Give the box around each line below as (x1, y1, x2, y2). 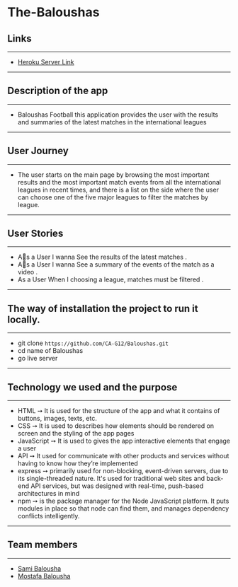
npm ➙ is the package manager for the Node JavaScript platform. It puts (17, 496, 229, 506)
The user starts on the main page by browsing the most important (17, 170, 210, 179)
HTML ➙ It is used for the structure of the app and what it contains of (17, 407, 220, 415)
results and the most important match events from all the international (17, 178, 222, 186)
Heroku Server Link (17, 58, 74, 66)
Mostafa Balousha (17, 571, 71, 580)
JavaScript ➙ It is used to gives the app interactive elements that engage (17, 436, 231, 446)
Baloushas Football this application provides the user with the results (17, 110, 218, 119)
